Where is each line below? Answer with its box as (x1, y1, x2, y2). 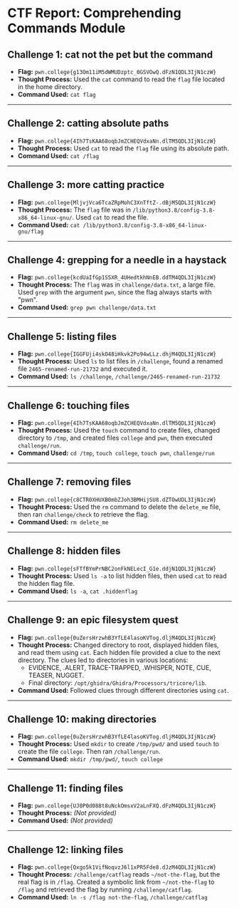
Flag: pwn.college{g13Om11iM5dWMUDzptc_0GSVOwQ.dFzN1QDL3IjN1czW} (17, 68, 217, 76)
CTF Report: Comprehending (7, 5, 181, 21)
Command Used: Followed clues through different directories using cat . (17, 686, 229, 694)
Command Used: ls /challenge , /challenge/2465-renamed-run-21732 (17, 372, 221, 381)
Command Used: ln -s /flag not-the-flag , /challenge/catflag (17, 892, 208, 901)
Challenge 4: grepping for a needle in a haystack (7, 254, 227, 267)
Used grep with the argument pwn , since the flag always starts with (17, 288, 212, 296)
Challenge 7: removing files (7, 476, 132, 488)
